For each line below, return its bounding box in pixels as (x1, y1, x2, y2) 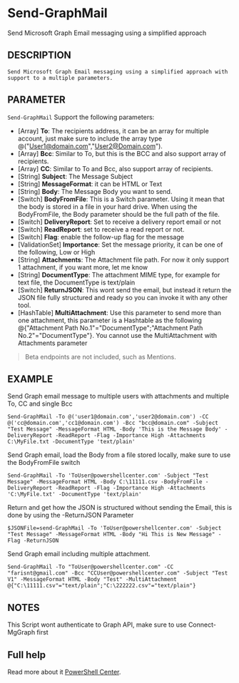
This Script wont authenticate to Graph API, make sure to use (7, 620, 187, 629)
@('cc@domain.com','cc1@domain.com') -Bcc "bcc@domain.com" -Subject (7, 419, 219, 427)
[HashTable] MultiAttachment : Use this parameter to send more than (17, 308, 222, 317)
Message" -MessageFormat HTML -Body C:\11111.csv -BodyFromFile (7, 478, 203, 486)
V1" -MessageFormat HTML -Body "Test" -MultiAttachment (7, 576, 177, 583)
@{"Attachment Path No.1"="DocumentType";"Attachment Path (17, 323, 203, 332)
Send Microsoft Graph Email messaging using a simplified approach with (7, 68, 228, 76)
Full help (7, 649, 46, 661)
